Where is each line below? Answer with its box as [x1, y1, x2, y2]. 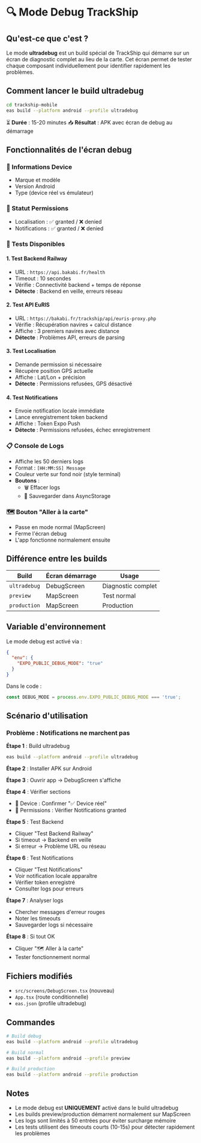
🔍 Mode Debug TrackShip [6, 5, 139, 19]
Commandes [6, 1017, 55, 1028]
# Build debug [6, 1033, 42, 1039]
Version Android [14, 183, 55, 190]
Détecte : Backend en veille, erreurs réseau [14, 287, 123, 295]
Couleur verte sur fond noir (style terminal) [14, 470, 121, 477]
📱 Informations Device [6, 162, 73, 171]
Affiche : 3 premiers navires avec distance [14, 327, 120, 334]
